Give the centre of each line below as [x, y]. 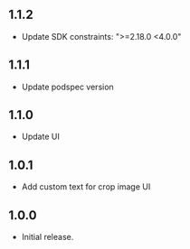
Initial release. [47, 237]
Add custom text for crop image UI [86, 187]
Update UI [40, 137]
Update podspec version [67, 87]
